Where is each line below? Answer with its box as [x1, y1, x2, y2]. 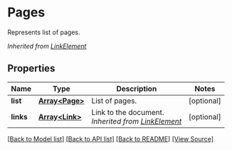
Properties [7, 62, 56, 75]
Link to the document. [91, 107, 164, 117]
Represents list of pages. [7, 28, 80, 36]
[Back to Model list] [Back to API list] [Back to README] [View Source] [7, 134, 214, 143]
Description [116, 84, 157, 94]
